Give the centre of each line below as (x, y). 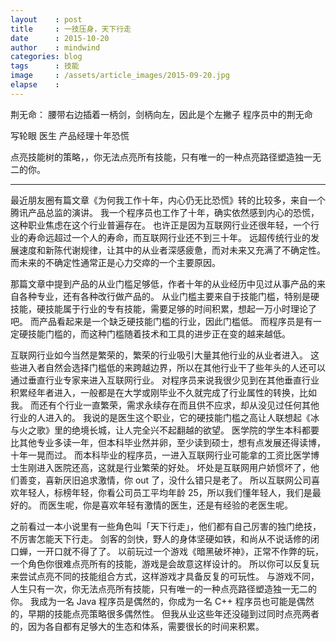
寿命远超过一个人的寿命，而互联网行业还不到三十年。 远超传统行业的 (169, 237)
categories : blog (46, 57)
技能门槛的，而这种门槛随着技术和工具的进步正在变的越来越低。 (159, 333)
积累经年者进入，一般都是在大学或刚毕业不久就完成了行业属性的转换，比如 (163, 392)
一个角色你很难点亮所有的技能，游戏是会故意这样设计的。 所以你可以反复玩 (165, 563)
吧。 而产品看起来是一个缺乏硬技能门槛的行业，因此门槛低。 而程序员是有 (161, 321)
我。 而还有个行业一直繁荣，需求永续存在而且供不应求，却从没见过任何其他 (165, 405)
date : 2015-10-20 (60, 38)
